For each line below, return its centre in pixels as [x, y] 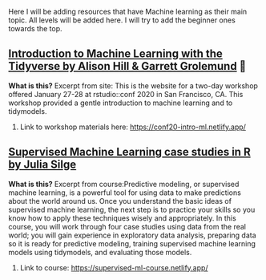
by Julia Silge [42, 165]
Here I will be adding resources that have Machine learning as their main [128, 12]
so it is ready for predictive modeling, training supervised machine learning [132, 243]
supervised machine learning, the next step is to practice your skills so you [132, 209]
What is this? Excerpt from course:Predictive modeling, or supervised [124, 184]
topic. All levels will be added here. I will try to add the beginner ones [122, 20]
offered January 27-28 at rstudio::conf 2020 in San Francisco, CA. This [126, 94]
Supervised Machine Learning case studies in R [129, 152]
